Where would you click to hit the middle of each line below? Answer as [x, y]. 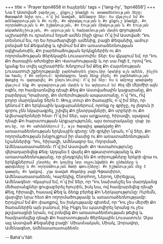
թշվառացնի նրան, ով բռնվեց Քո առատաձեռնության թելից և [74, 212]
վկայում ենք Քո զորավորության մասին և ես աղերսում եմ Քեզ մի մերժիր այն [81, 85]
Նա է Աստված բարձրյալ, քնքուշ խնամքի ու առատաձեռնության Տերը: [74, 12]
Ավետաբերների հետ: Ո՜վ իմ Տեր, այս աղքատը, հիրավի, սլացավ [77, 115]
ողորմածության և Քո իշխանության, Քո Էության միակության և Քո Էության [77, 25]
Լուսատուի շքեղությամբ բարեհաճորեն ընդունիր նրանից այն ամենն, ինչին [81, 71]
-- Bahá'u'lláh [19, 237]
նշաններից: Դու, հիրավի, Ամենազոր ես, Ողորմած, [61, 141]
